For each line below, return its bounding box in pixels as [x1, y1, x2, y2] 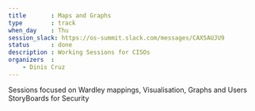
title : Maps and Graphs [8, 11, 112, 20]
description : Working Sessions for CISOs [8, 48, 150, 56]
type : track [8, 19, 77, 27]
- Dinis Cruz [22, 63, 66, 71]
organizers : [8, 56, 55, 64]
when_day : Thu [8, 26, 69, 34]
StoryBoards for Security [8, 93, 89, 103]
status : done [8, 41, 73, 49]
